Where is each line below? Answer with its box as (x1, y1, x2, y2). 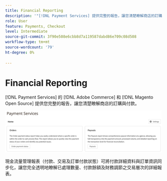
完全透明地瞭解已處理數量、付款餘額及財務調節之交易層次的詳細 (26, 165, 158, 171)
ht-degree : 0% (5, 50, 35, 55)
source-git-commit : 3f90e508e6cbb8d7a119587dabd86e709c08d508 (5, 34, 137, 39)
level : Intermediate (5, 29, 48, 34)
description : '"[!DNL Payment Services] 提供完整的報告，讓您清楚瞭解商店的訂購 (5, 13, 163, 18)
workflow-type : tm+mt (5, 40, 50, 45)
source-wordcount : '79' (5, 45, 55, 50)
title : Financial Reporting (5, 8, 64, 13)
